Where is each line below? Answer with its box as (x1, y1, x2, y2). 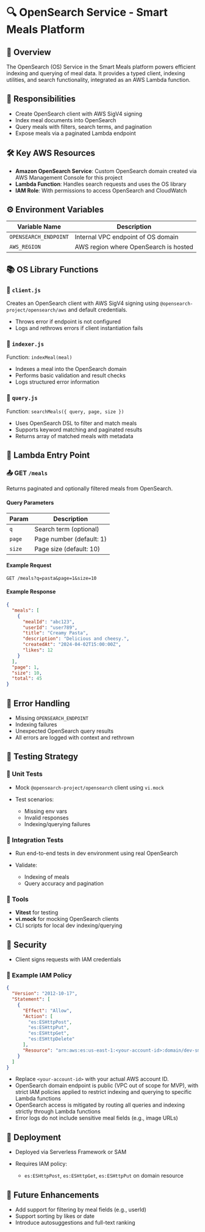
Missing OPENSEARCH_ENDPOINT (15, 714, 88, 722)
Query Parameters (6, 499, 54, 506)
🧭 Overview (6, 47, 51, 57)
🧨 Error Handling (6, 698, 70, 708)
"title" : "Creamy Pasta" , (22, 630, 88, 636)
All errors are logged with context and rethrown (15, 733, 135, 741)
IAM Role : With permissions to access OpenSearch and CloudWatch (15, 186, 187, 194)
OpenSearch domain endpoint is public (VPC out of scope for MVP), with (15, 1082, 199, 1089)
